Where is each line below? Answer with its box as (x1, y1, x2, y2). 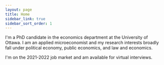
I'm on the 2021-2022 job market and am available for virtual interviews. (5, 55, 153, 61)
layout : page (5, 7, 32, 12)
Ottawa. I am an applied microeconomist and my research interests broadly (5, 40, 159, 46)
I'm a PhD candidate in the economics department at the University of (5, 34, 148, 40)
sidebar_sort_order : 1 (5, 21, 52, 26)
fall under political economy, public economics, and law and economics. (5, 45, 153, 51)
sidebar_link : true (5, 16, 46, 21)
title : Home (5, 12, 30, 17)
